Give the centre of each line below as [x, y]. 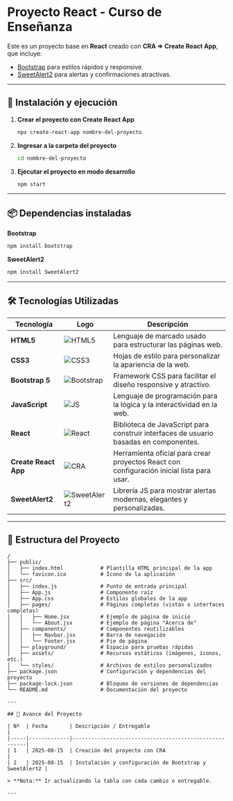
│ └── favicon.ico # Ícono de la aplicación [91, 574]
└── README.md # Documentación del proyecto [97, 689]
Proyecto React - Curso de [85, 12]
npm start [32, 184]
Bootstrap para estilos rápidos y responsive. [80, 67]
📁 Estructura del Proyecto [63, 540]
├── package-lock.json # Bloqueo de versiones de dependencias [113, 684]
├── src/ [20, 580]
